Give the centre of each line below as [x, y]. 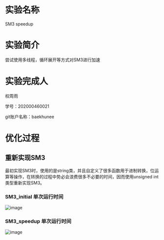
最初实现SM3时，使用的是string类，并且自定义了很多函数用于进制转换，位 [80, 170]
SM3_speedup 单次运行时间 [38, 221]
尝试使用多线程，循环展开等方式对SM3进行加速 [53, 60]
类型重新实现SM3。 [25, 183]
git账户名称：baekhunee [30, 117]
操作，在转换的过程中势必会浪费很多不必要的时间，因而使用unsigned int [86, 176]
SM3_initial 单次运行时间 [34, 196]
